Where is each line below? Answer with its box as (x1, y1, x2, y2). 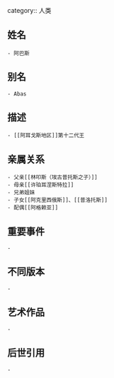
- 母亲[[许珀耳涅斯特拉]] (7, 181, 74, 189)
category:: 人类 (7, 6, 52, 14)
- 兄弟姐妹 (7, 189, 35, 196)
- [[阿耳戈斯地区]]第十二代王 (7, 132, 85, 139)
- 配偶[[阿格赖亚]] (7, 204, 59, 212)
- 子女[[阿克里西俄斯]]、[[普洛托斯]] (7, 197, 108, 204)
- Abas (7, 90, 27, 98)
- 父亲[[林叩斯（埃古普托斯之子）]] (7, 174, 98, 181)
